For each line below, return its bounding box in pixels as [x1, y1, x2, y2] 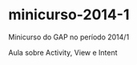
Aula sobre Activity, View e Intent [8, 47, 118, 57]
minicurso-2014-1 [8, 6, 130, 24]
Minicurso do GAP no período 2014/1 [8, 32, 130, 42]
